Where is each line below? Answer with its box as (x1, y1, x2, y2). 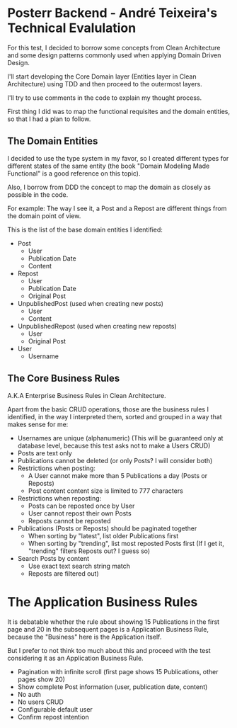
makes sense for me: (7, 420, 69, 428)
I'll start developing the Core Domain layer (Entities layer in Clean (7, 72, 197, 81)
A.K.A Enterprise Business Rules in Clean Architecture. (7, 391, 166, 399)
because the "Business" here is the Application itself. (7, 632, 162, 641)
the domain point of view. (7, 211, 81, 220)
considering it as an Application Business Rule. (7, 654, 144, 662)
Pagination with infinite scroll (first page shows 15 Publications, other (17, 667, 219, 676)
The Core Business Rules (7, 372, 120, 385)
